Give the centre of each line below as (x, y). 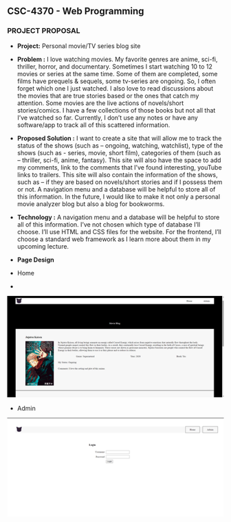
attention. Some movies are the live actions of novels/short (100, 103)
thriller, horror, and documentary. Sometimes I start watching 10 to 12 (115, 66)
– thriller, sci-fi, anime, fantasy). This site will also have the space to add (119, 160)
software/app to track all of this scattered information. (93, 125)
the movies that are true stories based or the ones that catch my (108, 95)
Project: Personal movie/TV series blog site (79, 46)
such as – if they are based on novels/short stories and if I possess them (120, 182)
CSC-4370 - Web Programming (76, 11)
